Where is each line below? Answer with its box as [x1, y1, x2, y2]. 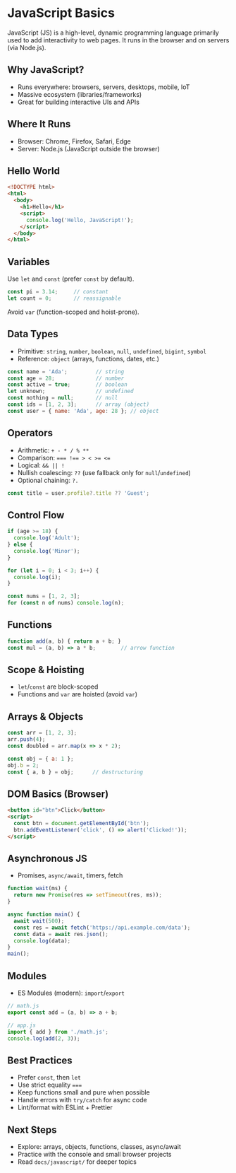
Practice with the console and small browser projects [17, 1150, 172, 1158]
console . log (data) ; [13, 937, 71, 945]
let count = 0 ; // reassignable [7, 295, 121, 302]
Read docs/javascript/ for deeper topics [17, 1157, 137, 1166]
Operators [7, 427, 54, 439]
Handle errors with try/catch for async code [17, 1096, 147, 1104]
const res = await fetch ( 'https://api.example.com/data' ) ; [13, 924, 191, 931]
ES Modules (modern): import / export [17, 988, 125, 997]
